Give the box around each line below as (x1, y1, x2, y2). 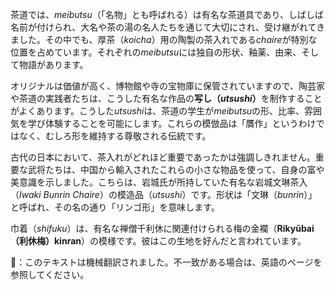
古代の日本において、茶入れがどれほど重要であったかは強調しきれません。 (10, 151, 316, 163)
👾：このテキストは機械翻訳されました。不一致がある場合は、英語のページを (10, 256, 323, 268)
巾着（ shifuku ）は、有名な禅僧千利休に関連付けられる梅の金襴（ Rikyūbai (10, 223, 315, 234)
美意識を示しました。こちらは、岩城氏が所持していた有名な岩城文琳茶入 (10, 176, 308, 188)
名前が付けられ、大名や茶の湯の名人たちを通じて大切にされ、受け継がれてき (10, 21, 326, 33)
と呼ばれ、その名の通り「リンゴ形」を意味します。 (10, 201, 220, 213)
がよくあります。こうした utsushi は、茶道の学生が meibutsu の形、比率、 (10, 105, 305, 117)
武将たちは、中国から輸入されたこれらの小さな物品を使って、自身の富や (27, 164, 325, 175)
